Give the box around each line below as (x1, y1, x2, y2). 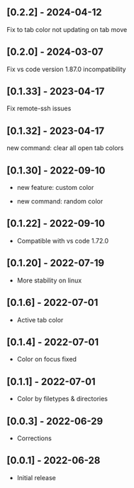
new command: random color (16, 197, 104, 206)
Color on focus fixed (16, 355, 77, 364)
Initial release (16, 473, 56, 482)
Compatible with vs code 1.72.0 (16, 236, 109, 245)
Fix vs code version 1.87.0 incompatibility (6, 65, 126, 73)
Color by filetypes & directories (16, 395, 108, 403)
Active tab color (16, 315, 64, 324)
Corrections (16, 434, 52, 442)
